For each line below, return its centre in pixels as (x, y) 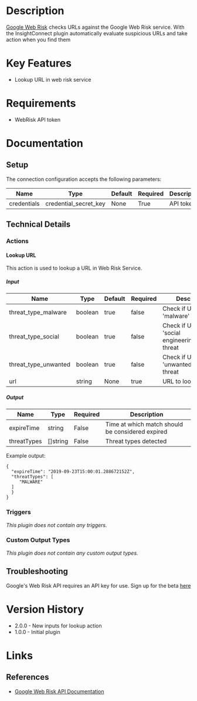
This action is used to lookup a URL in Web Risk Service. (74, 268)
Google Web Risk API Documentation (59, 691)
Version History (45, 609)
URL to (171, 381)
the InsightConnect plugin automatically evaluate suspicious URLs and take (97, 33)
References (28, 677)
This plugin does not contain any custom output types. (72, 553)
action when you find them (38, 39)
